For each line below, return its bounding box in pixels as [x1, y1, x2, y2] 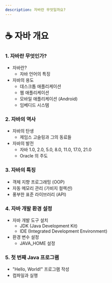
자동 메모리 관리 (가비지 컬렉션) [12, 185, 73, 191]
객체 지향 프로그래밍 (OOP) [12, 179, 65, 185]
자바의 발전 [12, 141, 34, 146]
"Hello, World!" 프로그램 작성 [12, 266, 69, 272]
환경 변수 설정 [12, 234, 39, 240]
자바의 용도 [12, 77, 34, 83]
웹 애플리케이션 [19, 90, 50, 96]
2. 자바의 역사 [5, 116, 36, 123]
